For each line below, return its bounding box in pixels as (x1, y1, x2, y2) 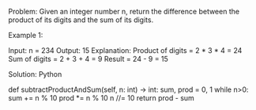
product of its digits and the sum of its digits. (8, 15, 154, 25)
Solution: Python (8, 70, 62, 78)
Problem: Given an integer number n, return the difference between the (8, 7, 239, 16)
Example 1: (8, 31, 43, 40)
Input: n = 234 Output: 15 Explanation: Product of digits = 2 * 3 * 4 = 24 (8, 46, 243, 55)
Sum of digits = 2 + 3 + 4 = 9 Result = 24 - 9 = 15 (8, 55, 168, 63)
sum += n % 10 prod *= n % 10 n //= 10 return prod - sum (8, 93, 195, 102)
